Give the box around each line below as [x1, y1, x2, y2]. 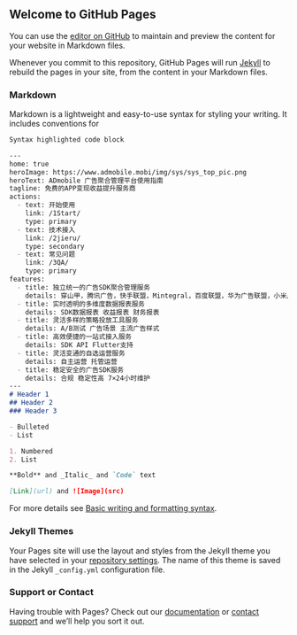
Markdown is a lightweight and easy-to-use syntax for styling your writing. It [9, 109, 287, 120]
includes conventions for [9, 119, 100, 129]
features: [9, 275, 46, 284]
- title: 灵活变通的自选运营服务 [17, 349, 126, 358]
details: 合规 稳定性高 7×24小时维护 [25, 374, 150, 383]
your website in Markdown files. [9, 40, 126, 50]
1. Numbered [9, 446, 53, 455]
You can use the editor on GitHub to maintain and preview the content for [9, 30, 276, 41]
